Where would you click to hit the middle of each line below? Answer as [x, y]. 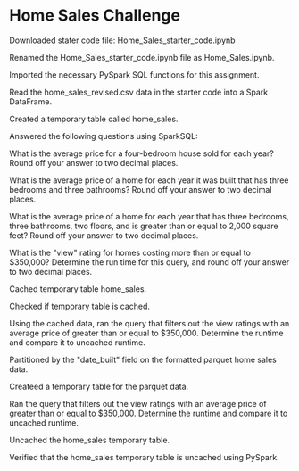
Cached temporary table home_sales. [78, 289]
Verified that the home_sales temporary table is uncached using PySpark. [144, 457]
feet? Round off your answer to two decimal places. [104, 235]
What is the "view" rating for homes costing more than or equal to [130, 252]
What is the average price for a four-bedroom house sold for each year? [141, 153]
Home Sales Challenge [95, 16]
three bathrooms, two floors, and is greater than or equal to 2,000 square [144, 226]
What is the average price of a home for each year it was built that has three [149, 180]
